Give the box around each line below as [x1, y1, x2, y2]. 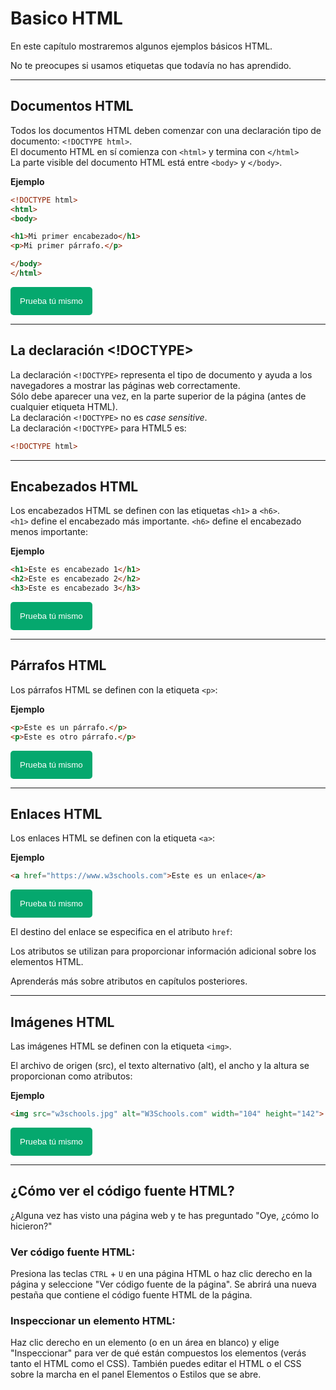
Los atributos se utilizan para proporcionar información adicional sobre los [10, 945, 317, 957]
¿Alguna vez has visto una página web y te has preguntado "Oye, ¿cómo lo [10, 1209, 320, 1221]
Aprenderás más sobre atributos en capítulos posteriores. [10, 975, 248, 987]
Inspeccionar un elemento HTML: [10, 1313, 176, 1327]
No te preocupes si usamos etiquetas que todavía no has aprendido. [10, 59, 292, 71]
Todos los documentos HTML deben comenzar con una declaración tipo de [10, 124, 322, 136]
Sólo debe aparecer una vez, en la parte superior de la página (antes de [10, 390, 307, 402]
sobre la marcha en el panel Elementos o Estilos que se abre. [10, 1368, 262, 1381]
